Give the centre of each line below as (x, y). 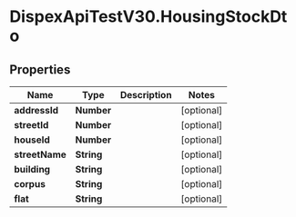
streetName (40, 154)
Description (146, 95)
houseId (32, 140)
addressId (36, 110)
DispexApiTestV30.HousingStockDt (148, 17)
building (32, 169)
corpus (30, 184)
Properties (40, 69)
